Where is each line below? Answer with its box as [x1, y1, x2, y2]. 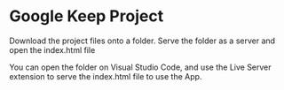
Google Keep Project [9, 6, 164, 26]
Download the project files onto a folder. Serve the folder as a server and [9, 35, 276, 46]
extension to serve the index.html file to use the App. [9, 71, 202, 81]
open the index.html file [9, 44, 96, 55]
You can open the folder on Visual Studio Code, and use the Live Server [9, 62, 272, 72]
